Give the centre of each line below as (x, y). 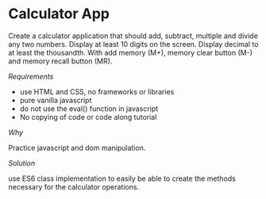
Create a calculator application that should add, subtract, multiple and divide (133, 36)
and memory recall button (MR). (60, 61)
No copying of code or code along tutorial (88, 117)
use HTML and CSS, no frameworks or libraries (97, 91)
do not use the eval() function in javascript (89, 109)
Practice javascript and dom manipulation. (77, 147)
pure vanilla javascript (56, 100)
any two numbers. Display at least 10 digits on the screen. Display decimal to (133, 44)
